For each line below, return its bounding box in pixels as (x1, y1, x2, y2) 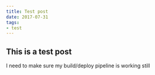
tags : (6, 19, 19, 25)
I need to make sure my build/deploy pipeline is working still (6, 62, 150, 69)
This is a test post (6, 46, 72, 56)
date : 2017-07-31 (6, 14, 49, 20)
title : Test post (6, 8, 49, 15)
